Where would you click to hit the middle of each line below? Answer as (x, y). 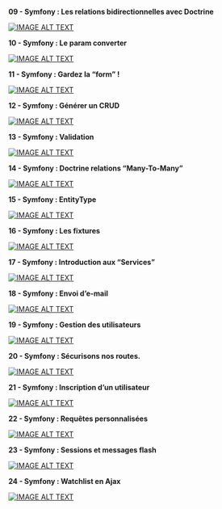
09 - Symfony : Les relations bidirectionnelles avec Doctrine (111, 12)
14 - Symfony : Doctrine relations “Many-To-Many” (96, 168)
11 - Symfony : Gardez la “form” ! (64, 74)
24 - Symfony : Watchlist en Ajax (65, 481)
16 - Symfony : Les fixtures (54, 231)
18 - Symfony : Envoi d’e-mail (59, 293)
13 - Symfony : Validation (51, 137)
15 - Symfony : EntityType (52, 200)
